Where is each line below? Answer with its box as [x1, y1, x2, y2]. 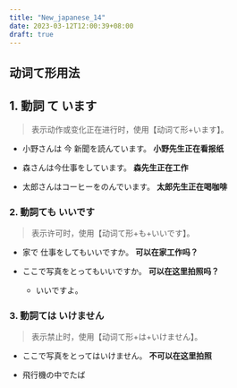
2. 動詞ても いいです [9, 205, 96, 218]
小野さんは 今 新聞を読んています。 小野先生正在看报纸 [21, 142, 224, 153]
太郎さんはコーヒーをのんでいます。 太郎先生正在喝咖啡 [21, 181, 228, 192]
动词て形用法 [9, 65, 80, 81]
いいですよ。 [35, 284, 83, 296]
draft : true [9, 30, 54, 39]
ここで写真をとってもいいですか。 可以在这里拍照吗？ [21, 265, 219, 276]
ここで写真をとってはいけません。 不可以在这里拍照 [21, 350, 212, 361]
